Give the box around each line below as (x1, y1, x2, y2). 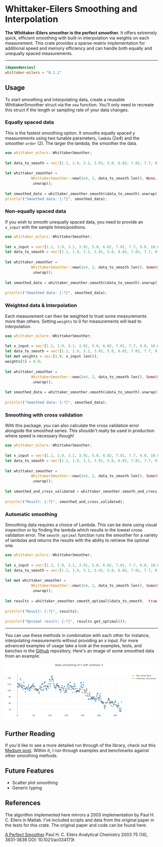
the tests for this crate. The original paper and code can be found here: (5, 822, 147, 828)
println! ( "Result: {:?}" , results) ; (5, 609, 79, 614)
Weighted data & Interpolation (5, 302, 77, 309)
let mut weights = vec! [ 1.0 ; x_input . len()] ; (5, 354, 98, 359)
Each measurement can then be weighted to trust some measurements (5, 313, 147, 319)
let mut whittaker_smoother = (5, 578, 66, 583)
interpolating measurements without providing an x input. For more (5, 638, 139, 643)
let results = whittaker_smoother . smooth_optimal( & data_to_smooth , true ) (5, 599, 160, 604)
